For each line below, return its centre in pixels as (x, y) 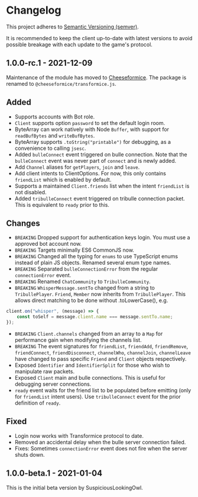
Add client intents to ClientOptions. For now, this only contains (90, 173)
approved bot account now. (48, 244)
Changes (23, 223)
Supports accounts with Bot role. (55, 117)
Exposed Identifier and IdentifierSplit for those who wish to (92, 365)
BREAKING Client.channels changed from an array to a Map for (89, 334)
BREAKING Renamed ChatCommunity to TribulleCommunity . (82, 281)
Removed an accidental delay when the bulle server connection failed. (100, 442)
